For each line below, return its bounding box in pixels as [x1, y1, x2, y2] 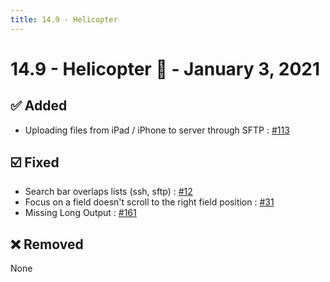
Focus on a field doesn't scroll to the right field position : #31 [24, 196, 275, 208]
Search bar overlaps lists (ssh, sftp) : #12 [24, 186, 193, 198]
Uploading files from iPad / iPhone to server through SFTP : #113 [24, 124, 290, 136]
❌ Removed [10, 236, 84, 253]
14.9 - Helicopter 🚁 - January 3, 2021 [10, 57, 321, 80]
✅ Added [10, 97, 68, 115]
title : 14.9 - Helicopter [10, 14, 118, 25]
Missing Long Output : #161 [24, 207, 137, 219]
